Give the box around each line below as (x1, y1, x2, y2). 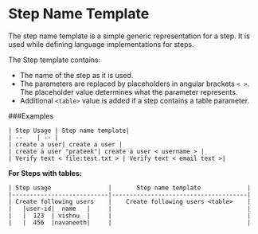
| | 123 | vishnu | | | (8, 212, 251, 220)
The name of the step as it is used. (19, 70, 134, 80)
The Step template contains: (8, 55, 101, 64)
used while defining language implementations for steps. (8, 39, 194, 49)
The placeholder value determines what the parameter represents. (19, 87, 238, 96)
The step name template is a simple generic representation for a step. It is (8, 31, 251, 41)
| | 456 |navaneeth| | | (8, 218, 251, 227)
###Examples (8, 111, 54, 120)
